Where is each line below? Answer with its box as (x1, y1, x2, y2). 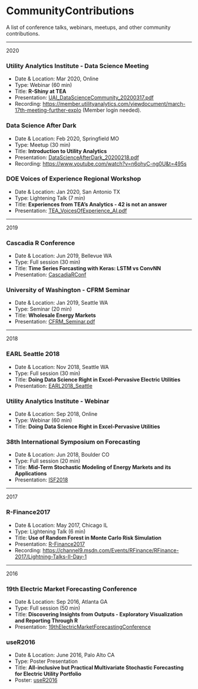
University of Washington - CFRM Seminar (6, 286, 130, 294)
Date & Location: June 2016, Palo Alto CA (14, 652, 115, 659)
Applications (14, 470, 47, 477)
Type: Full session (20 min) (14, 457, 81, 465)
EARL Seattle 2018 (6, 350, 60, 358)
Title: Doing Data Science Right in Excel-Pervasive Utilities (14, 423, 160, 430)
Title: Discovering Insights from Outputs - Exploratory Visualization (14, 610, 183, 617)
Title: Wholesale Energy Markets (14, 312, 96, 319)
